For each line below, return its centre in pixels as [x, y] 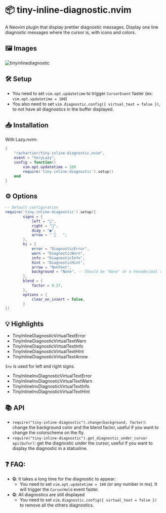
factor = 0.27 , [47, 286]
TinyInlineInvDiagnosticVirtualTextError [52, 376]
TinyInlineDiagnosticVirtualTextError [49, 336]
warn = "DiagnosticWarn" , [58, 253]
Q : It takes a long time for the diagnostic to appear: [64, 479]
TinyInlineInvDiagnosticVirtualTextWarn [52, 381]
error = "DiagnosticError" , [61, 249]
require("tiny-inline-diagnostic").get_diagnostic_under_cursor [80, 438]
